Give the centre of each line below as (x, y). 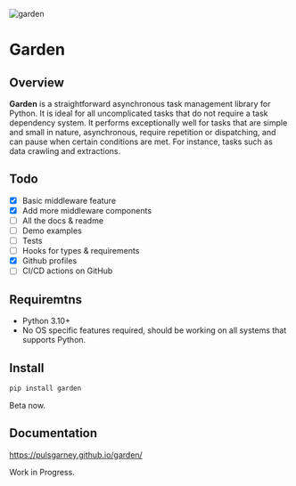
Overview (37, 82)
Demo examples (52, 231)
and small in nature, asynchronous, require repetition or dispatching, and (143, 132)
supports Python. (54, 340)
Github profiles (49, 261)
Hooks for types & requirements (81, 251)
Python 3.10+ (46, 321)
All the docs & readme (63, 220)
